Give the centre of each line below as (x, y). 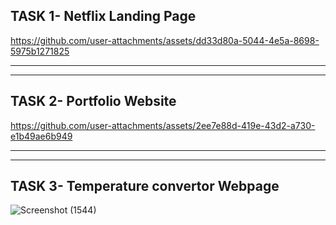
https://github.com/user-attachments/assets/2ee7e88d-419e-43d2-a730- (163, 125)
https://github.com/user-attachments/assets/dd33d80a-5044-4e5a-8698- (165, 40)
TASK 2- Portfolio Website (93, 101)
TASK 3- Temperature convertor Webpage (145, 186)
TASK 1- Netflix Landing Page (103, 16)
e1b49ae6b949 (41, 136)
